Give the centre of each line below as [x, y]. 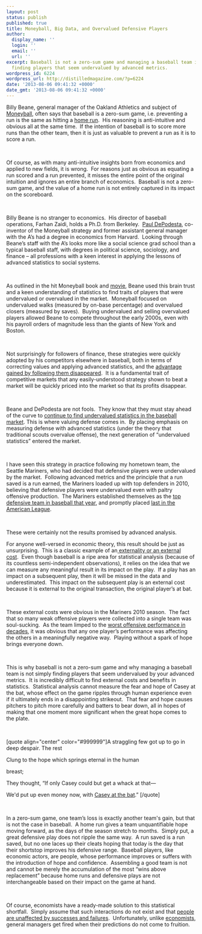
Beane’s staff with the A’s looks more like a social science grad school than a [101, 243]
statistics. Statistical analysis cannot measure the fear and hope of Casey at [101, 686]
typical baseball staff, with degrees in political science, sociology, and [93, 250]
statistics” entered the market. [44, 441]
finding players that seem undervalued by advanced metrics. [90, 68]
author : [16, 34]
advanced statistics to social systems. [53, 262]
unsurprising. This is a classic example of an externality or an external [94, 550]
